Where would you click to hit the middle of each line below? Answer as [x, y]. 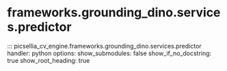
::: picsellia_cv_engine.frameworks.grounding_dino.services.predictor [104, 46]
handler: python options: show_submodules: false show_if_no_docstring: [109, 53]
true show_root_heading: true [49, 60]
